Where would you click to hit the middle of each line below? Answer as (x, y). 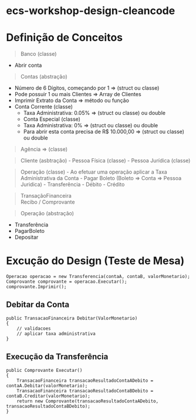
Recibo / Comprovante (48, 202)
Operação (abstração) (47, 214)
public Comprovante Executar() (44, 370)
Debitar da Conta (38, 305)
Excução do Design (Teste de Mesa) (95, 261)
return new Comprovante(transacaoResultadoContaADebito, (88, 401)
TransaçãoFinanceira (46, 196)
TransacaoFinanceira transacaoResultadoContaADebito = (85, 380)
